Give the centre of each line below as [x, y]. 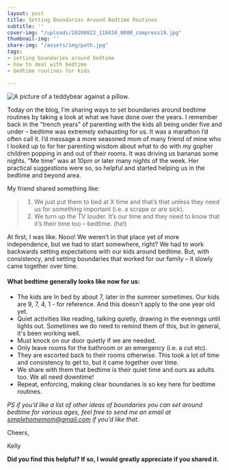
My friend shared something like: [54, 188]
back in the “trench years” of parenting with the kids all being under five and [114, 124]
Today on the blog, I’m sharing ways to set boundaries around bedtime [107, 110]
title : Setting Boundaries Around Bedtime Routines [82, 20]
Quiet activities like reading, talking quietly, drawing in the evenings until [119, 319]
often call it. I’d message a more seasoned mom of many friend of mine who [114, 138]
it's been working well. [49, 333]
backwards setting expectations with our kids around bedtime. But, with [108, 251]
